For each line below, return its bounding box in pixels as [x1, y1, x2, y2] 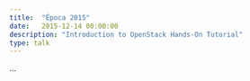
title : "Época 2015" [9, 13, 91, 22]
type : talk [9, 38, 50, 48]
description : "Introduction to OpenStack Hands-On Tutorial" [9, 30, 244, 39]
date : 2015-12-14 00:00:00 [9, 22, 119, 31]
